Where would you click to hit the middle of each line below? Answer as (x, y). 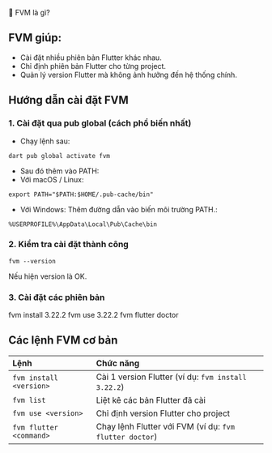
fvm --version (32, 261)
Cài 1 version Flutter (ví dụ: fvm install (171, 377)
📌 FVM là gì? (29, 13)
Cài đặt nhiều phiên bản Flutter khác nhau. (91, 58)
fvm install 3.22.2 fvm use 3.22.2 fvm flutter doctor (94, 315)
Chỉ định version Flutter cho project (163, 413)
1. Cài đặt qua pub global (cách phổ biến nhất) (100, 123)
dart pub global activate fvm (59, 156)
